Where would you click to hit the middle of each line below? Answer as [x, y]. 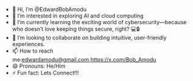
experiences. [28, 44]
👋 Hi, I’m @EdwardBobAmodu [49, 9]
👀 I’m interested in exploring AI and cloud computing [78, 16]
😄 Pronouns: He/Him [39, 66]
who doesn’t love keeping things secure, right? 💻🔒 [76, 29]
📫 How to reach [33, 51]
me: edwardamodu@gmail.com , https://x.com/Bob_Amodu [84, 60]
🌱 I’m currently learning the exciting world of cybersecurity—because [99, 22]
